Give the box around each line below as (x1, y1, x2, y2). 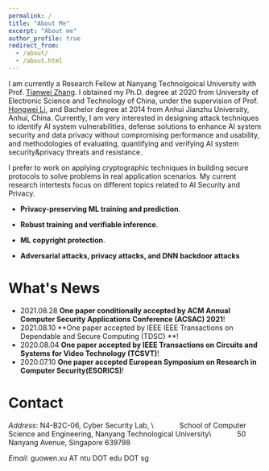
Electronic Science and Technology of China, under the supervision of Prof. (8, 96, 259, 105)
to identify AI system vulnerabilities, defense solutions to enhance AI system (8, 122, 262, 131)
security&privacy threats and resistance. (8, 147, 143, 157)
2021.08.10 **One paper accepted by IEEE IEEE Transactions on (19, 323, 234, 333)
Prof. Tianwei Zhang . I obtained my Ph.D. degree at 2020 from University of (8, 87, 259, 97)
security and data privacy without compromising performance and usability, (8, 130, 260, 139)
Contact (8, 394, 64, 411)
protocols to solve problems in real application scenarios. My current (8, 171, 237, 181)
